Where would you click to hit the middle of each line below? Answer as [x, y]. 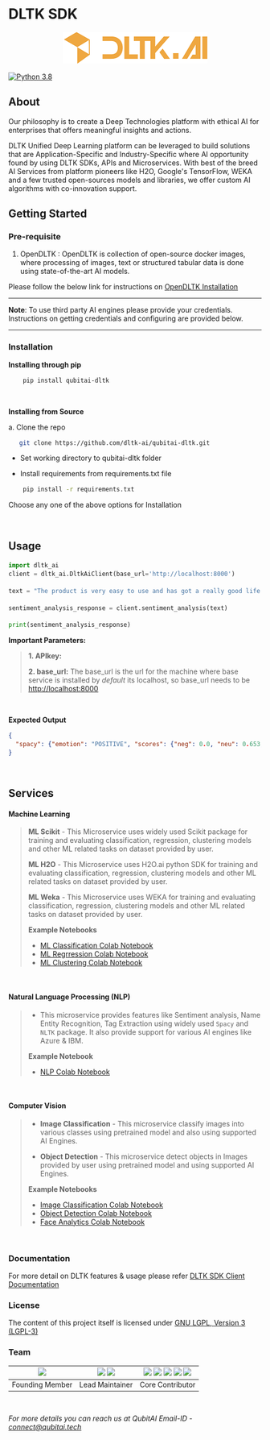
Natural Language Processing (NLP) [70, 997]
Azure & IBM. [61, 1040]
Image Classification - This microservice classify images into [142, 1123]
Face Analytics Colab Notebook [92, 1222]
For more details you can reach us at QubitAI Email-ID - [100, 1418]
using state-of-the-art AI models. [75, 272]
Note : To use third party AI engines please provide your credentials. [121, 310]
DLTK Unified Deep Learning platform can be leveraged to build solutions [129, 145]
